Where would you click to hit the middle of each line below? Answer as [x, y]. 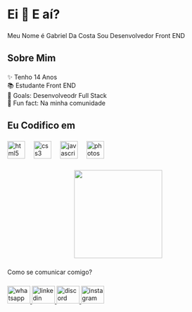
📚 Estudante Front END [41, 86]
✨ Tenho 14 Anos [32, 77]
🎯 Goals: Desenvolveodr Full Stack [57, 96]
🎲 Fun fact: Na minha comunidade [56, 103]
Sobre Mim [32, 58]
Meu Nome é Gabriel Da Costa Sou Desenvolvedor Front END [96, 36]
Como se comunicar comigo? [50, 272]
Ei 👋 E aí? [34, 14]
